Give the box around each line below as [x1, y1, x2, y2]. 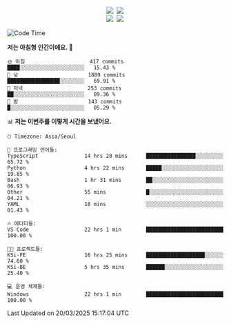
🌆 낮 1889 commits [7, 72, 125, 79]
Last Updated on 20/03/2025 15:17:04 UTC [7, 309, 130, 317]
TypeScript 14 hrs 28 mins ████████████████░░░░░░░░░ [7, 152, 224, 159]
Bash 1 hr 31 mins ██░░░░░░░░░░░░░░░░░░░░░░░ [7, 176, 224, 183]
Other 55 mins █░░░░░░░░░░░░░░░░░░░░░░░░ [7, 189, 224, 196]
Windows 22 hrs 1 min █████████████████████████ [7, 291, 224, 298]
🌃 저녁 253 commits [7, 85, 122, 92]
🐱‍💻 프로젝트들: [7, 245, 43, 252]
